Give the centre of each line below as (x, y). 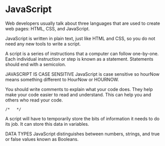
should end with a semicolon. (36, 64)
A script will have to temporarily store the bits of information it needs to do (82, 118)
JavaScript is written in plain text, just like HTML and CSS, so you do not (80, 38)
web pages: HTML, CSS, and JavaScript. (47, 28)
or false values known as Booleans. (42, 139)
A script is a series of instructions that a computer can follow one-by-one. (82, 54)
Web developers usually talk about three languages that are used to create (83, 23)
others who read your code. (34, 100)
